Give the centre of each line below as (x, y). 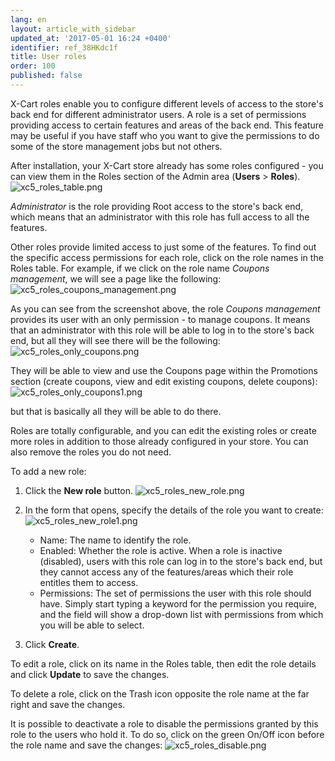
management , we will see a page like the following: (116, 278)
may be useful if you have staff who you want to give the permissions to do (165, 135)
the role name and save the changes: (86, 745)
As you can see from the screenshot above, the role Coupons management (165, 308)
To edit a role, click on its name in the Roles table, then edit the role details (163, 663)
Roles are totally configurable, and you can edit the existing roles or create (163, 430)
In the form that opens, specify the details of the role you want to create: (174, 510)
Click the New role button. (79, 490)
